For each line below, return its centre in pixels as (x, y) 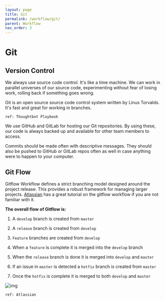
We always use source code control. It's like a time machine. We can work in (83, 82)
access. (13, 137)
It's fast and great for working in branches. (49, 108)
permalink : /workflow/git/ (33, 19)
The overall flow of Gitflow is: (36, 209)
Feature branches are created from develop (56, 238)
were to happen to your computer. (40, 156)
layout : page (18, 10)
